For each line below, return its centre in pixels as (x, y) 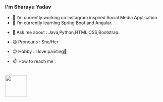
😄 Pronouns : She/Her (35, 42)
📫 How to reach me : (34, 61)
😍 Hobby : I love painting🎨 (39, 51)
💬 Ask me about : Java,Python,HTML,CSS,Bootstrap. (66, 33)
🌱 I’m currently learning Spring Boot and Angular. (62, 23)
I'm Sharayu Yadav (28, 7)
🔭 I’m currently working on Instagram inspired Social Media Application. (85, 18)
